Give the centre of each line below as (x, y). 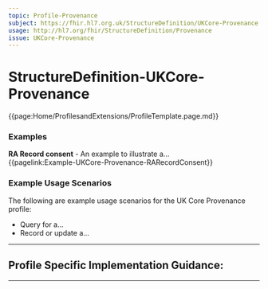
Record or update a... (55, 232)
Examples (28, 137)
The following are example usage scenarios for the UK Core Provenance (127, 201)
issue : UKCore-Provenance (51, 38)
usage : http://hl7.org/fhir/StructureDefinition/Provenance (110, 30)
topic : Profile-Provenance (53, 16)
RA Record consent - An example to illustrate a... (89, 154)
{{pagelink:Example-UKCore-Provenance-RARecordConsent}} (111, 162)
